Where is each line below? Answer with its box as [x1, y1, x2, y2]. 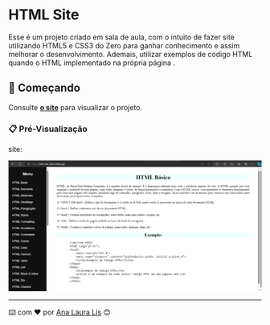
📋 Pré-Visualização [8, 123, 88, 134]
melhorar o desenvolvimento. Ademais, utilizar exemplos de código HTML [8, 49, 253, 59]
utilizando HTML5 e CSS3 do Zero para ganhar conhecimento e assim [8, 40, 240, 50]
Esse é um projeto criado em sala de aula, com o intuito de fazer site [8, 32, 235, 42]
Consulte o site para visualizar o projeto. [8, 102, 143, 112]
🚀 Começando [8, 81, 80, 95]
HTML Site [8, 6, 80, 24]
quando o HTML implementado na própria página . [8, 58, 175, 68]
